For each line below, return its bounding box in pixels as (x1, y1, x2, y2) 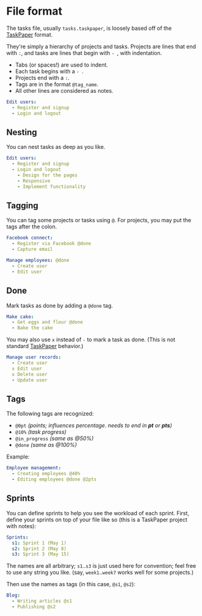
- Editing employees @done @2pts (12, 476, 97, 483)
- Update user (12, 377, 48, 383)
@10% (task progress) (15, 429, 67, 436)
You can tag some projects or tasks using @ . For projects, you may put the (6, 217, 192, 224)
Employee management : (6, 465, 62, 471)
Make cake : (6, 313, 34, 320)
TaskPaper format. (6, 31, 53, 38)
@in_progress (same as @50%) (15, 435, 94, 442)
